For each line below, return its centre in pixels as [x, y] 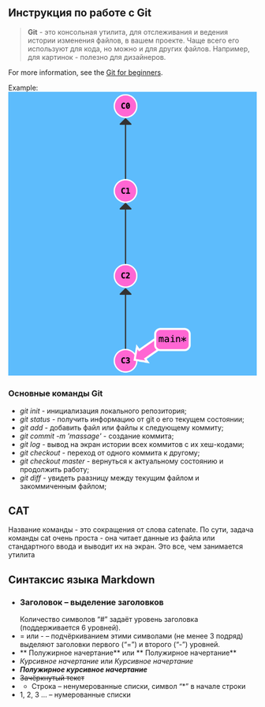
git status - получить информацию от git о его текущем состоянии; [132, 419]
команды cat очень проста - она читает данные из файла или [112, 538]
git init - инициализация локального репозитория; [103, 411]
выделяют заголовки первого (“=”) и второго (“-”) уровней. [120, 645]
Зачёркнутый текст [52, 678]
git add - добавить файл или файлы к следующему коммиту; [121, 427]
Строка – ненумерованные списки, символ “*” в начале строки [138, 687]
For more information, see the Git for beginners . [86, 72]
